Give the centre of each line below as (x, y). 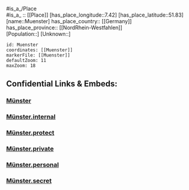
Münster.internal (31, 117)
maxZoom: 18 (21, 66)
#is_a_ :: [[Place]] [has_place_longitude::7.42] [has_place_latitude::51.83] (95, 15)
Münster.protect (30, 133)
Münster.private (30, 149)
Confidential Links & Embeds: (62, 84)
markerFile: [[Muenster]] (38, 55)
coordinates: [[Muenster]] (40, 50)
